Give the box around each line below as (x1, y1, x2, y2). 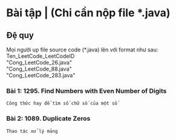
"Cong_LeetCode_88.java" (6, 65, 73, 72)
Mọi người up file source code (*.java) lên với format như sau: (6, 46, 158, 53)
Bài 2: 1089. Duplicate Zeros (6, 115, 91, 123)
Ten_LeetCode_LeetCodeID (6, 52, 75, 60)
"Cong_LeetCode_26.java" (6, 59, 73, 66)
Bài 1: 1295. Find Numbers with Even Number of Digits (6, 86, 167, 95)
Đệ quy (6, 30, 34, 40)
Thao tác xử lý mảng (6, 128, 59, 134)
